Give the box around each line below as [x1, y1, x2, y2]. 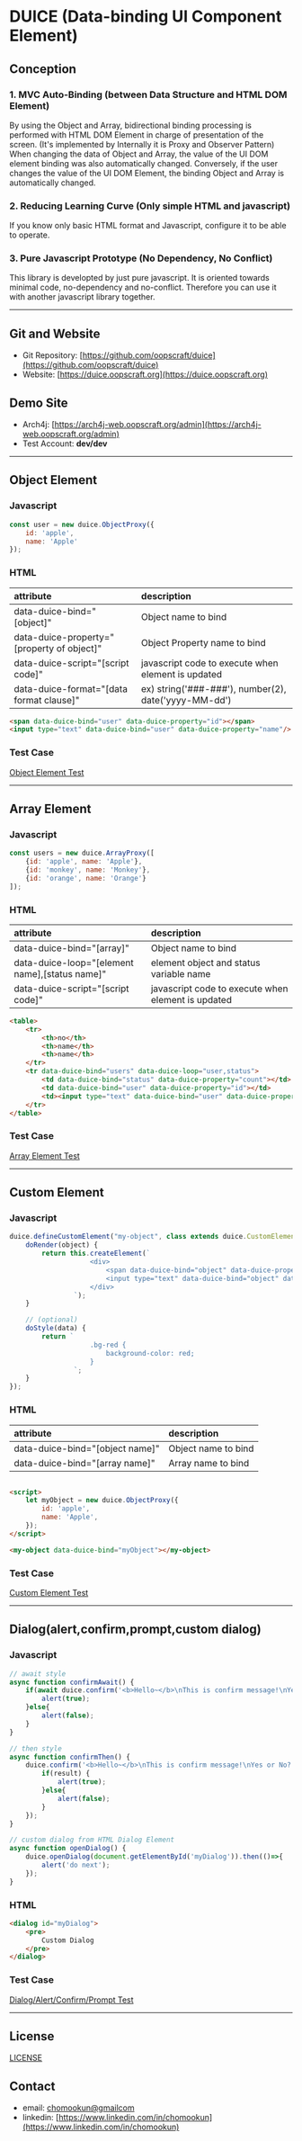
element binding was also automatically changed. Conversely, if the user [9, 157, 279, 168]
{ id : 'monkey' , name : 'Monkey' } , [25, 865, 151, 874]
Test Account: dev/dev [22, 438, 108, 449]
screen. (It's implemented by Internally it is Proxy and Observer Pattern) [9, 139, 275, 149]
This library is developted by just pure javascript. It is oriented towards [9, 273, 270, 283]
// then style [9, 1743, 63, 1753]
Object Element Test [9, 766, 84, 777]
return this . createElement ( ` [41, 1249, 151, 1259]
